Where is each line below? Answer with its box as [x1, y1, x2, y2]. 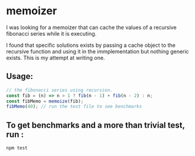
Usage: [6, 71, 34, 81]
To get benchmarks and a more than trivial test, [6, 120, 185, 130]
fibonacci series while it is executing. [6, 30, 97, 37]
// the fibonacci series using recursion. [6, 87, 113, 93]
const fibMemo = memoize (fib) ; [6, 98, 84, 104]
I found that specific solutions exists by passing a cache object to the [6, 42, 176, 49]
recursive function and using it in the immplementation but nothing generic [6, 47, 189, 55]
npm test [6, 145, 28, 151]
